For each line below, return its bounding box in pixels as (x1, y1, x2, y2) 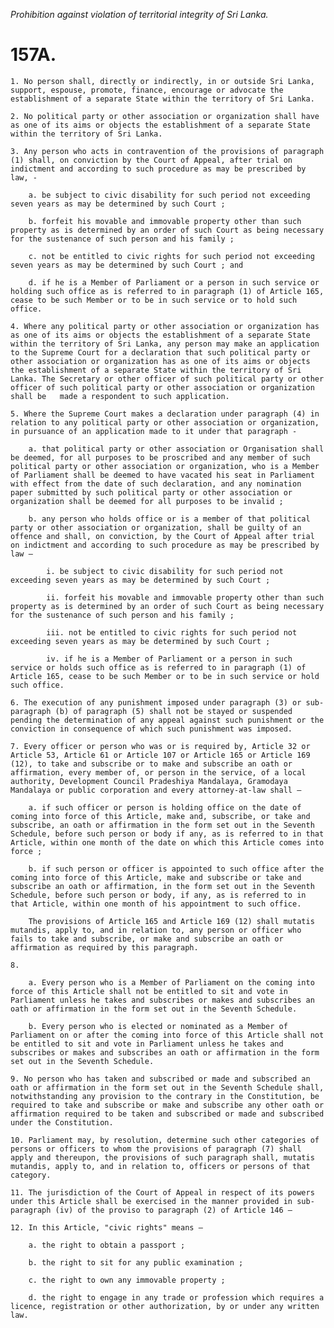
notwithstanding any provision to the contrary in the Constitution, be (10, 1091, 320, 1101)
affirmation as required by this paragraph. (10, 942, 199, 953)
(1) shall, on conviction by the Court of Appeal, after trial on (10, 155, 293, 165)
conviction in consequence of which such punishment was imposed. (10, 724, 293, 734)
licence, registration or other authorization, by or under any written (10, 1301, 320, 1311)
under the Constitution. (10, 1117, 114, 1128)
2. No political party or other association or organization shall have (10, 111, 320, 121)
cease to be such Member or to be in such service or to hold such (10, 295, 298, 305)
